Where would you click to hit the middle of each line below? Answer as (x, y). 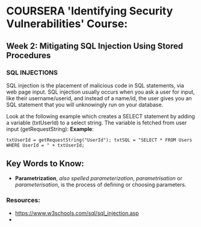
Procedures (29, 55)
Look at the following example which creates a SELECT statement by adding (101, 116)
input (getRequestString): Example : (50, 129)
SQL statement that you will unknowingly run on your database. (85, 104)
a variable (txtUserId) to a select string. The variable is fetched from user (97, 123)
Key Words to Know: (45, 164)
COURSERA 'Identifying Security (90, 11)
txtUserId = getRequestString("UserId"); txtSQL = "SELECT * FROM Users (99, 140)
